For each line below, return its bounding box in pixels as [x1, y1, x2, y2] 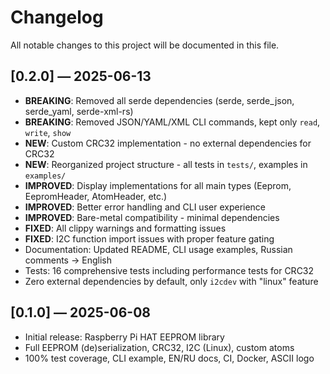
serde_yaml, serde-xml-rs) [24, 105, 134, 117]
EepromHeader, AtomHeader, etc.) [24, 190, 168, 202]
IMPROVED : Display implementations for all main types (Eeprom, [24, 179, 292, 191]
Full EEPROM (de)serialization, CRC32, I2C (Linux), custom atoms [24, 341, 295, 353]
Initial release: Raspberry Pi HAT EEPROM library [24, 331, 225, 343]
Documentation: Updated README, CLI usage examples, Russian [24, 243, 293, 255]
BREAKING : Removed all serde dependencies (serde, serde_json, [24, 94, 295, 106]
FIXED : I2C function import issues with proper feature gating [24, 232, 275, 245]
